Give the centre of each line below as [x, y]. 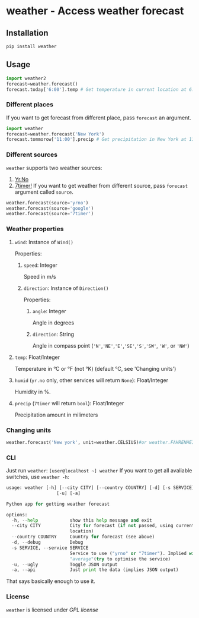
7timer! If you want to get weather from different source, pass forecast [101, 185]
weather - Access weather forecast [95, 11]
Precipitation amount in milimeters [56, 415]
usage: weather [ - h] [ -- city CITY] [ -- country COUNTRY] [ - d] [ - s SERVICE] [100, 488]
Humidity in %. [33, 392]
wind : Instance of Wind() [44, 242]
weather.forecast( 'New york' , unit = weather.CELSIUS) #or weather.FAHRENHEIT [102, 442]
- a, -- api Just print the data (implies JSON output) [95, 570]
